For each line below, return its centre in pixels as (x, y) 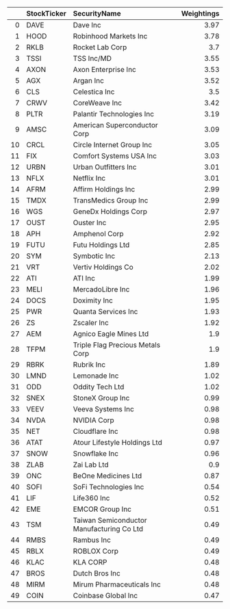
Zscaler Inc (91, 323)
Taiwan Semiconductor (110, 520)
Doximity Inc (93, 300)
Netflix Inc (89, 178)
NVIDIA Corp (93, 420)
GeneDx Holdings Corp (110, 211)
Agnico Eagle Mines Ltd (111, 334)
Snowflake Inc (95, 453)
